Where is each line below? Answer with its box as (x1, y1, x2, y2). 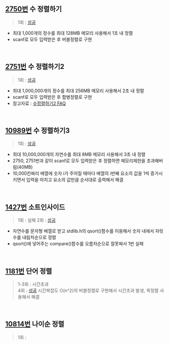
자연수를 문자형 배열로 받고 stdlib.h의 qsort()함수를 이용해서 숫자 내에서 (12, 228, 154, 234)
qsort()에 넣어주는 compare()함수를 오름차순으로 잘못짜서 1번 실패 (12, 241, 144, 247)
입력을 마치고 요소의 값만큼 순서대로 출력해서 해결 (26, 177, 124, 183)
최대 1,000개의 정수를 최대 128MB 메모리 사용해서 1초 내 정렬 (12, 30, 133, 36)
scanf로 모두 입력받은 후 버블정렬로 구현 (12, 36, 92, 42)
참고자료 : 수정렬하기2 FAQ (12, 100, 66, 106)
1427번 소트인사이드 (5, 203, 65, 211)
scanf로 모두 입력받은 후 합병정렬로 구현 (12, 94, 92, 100)
